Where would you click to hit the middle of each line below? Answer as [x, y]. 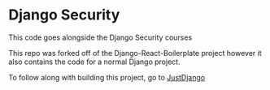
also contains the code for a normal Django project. [94, 62]
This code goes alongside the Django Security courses [100, 37]
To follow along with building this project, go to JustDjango [107, 77]
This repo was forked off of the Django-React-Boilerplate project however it [135, 53]
